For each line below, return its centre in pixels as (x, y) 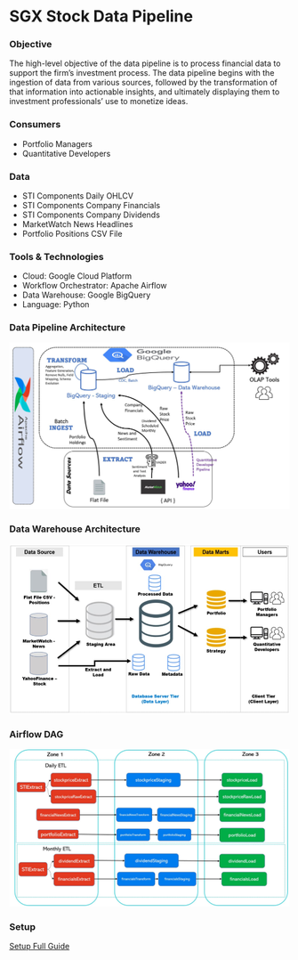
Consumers (35, 125)
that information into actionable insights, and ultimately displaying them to (145, 92)
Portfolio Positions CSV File (72, 234)
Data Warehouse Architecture (75, 529)
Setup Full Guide (40, 947)
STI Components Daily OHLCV (77, 196)
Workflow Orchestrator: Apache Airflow (94, 286)
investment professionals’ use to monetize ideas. (99, 102)
